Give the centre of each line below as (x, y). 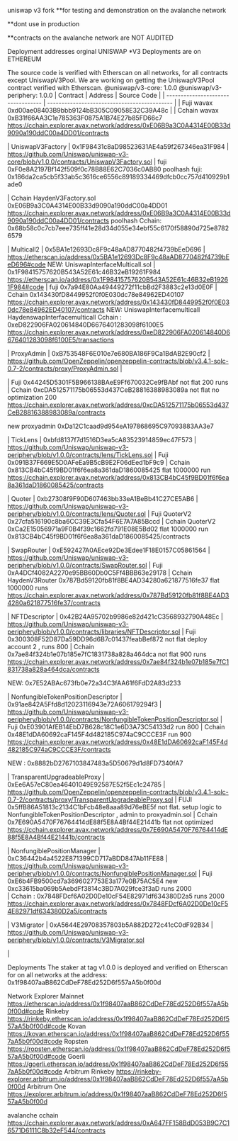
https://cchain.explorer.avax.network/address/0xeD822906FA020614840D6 (119, 332)
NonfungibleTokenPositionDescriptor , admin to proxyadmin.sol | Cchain (113, 815)
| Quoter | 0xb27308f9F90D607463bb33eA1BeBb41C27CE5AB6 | (103, 499)
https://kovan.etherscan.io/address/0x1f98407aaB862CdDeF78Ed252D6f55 (118, 1034)
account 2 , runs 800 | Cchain (51, 647)
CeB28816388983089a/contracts (57, 412)
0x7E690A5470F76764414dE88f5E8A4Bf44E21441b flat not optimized (110, 822)
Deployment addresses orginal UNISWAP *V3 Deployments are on (104, 51)
